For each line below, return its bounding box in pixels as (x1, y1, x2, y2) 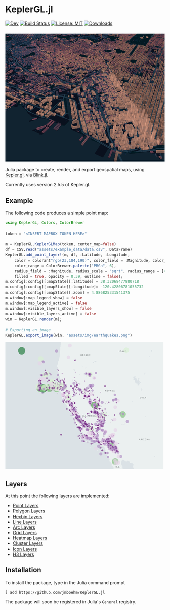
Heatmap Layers (12, 535, 47, 541)
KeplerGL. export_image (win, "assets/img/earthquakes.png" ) (5, 333, 133, 338)
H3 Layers (12, 551, 34, 557)
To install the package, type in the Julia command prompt (5, 579, 125, 585)
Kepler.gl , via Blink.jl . (5, 172, 49, 178)
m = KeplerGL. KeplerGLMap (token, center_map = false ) (5, 242, 116, 247)
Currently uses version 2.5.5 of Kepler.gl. (5, 182, 91, 188)
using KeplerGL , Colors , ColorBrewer (5, 220, 85, 226)
